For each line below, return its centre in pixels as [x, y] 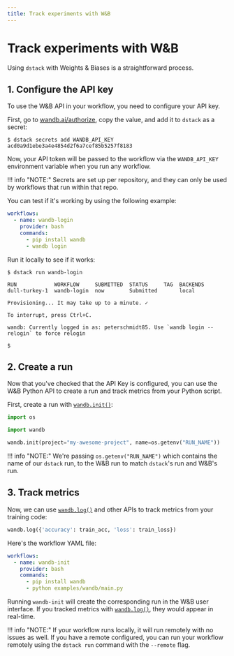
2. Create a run [40, 367]
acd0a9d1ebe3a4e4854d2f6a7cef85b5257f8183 [70, 146]
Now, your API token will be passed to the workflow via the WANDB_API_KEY [113, 159]
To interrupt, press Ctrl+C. [50, 315]
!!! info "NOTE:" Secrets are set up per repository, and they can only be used [117, 180]
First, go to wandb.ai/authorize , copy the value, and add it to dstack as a [111, 120]
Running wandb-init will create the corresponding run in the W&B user [108, 602]
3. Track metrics [44, 493]
